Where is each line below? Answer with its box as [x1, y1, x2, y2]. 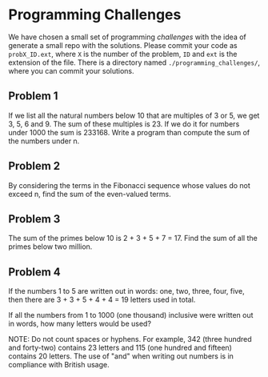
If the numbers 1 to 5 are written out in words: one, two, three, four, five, [8, 287, 246, 296]
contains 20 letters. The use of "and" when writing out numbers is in [8, 351, 234, 361]
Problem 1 [8, 90, 58, 103]
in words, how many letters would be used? [8, 319, 152, 329]
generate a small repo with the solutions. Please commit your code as [8, 40, 238, 50]
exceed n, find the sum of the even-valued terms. [8, 189, 172, 199]
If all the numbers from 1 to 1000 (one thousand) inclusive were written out [8, 311, 254, 320]
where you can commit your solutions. [8, 66, 134, 75]
